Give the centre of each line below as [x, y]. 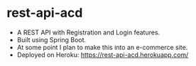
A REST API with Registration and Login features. [88, 32]
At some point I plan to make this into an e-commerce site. [102, 47]
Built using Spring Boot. [51, 39]
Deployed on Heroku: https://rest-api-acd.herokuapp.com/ [103, 55]
